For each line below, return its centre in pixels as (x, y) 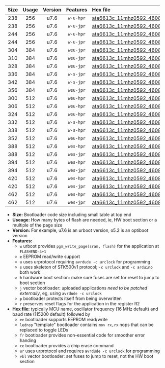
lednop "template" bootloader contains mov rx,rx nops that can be (86, 325)
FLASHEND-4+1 (33, 252)
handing (28, 340)
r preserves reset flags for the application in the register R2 (80, 304)
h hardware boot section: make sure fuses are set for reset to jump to (89, 277)
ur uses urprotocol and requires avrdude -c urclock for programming (90, 351)
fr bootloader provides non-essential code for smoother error (82, 335)
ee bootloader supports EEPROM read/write (64, 319)
